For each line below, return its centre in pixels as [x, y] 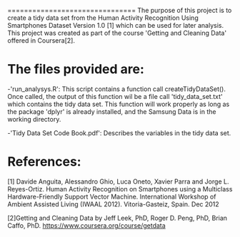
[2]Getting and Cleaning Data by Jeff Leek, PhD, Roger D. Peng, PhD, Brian [117, 218]
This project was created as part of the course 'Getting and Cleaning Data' [117, 33]
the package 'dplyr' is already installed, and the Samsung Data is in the [112, 111]
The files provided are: [76, 69]
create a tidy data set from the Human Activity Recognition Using [103, 18]
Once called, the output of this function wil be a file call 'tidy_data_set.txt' [115, 96]
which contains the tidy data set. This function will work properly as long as [119, 104]
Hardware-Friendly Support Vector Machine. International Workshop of [112, 196]
